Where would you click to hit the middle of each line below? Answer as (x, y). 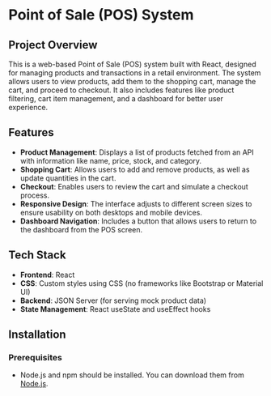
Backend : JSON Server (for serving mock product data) (113, 300)
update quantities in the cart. (68, 178)
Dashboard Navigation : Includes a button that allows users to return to (138, 221)
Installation (37, 335)
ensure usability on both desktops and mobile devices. (111, 212)
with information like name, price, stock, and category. (111, 160)
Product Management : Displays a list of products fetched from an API (137, 152)
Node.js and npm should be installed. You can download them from (132, 375)
